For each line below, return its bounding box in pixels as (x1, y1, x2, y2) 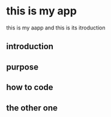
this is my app (6, 4, 77, 18)
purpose (6, 62, 39, 72)
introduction (6, 41, 54, 52)
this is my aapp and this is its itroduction (6, 24, 106, 31)
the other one (6, 103, 58, 113)
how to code (6, 82, 53, 92)
